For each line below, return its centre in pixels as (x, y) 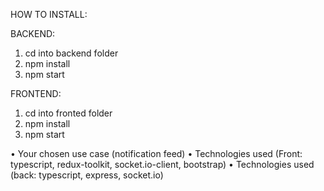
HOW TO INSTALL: (49, 14)
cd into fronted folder (68, 113)
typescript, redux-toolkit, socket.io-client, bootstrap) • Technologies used (162, 164)
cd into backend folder (71, 53)
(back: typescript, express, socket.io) (87, 175)
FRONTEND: (36, 93)
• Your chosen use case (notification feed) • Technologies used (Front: (156, 153)
